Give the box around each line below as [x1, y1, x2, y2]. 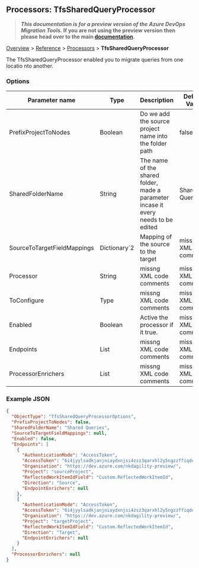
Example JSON [6, 395, 50, 403]
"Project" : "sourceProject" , [21, 469, 94, 475]
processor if [140, 321, 174, 329]
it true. [140, 328, 158, 336]
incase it [140, 201, 164, 209]
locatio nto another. [6, 62, 54, 69]
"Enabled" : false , [11, 435, 57, 442]
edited [140, 223, 158, 232]
